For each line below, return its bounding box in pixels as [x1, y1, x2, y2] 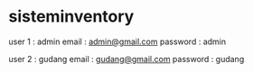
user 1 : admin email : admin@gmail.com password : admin [8, 36, 227, 47]
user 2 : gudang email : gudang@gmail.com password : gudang [8, 53, 245, 64]
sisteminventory [8, 6, 135, 27]
